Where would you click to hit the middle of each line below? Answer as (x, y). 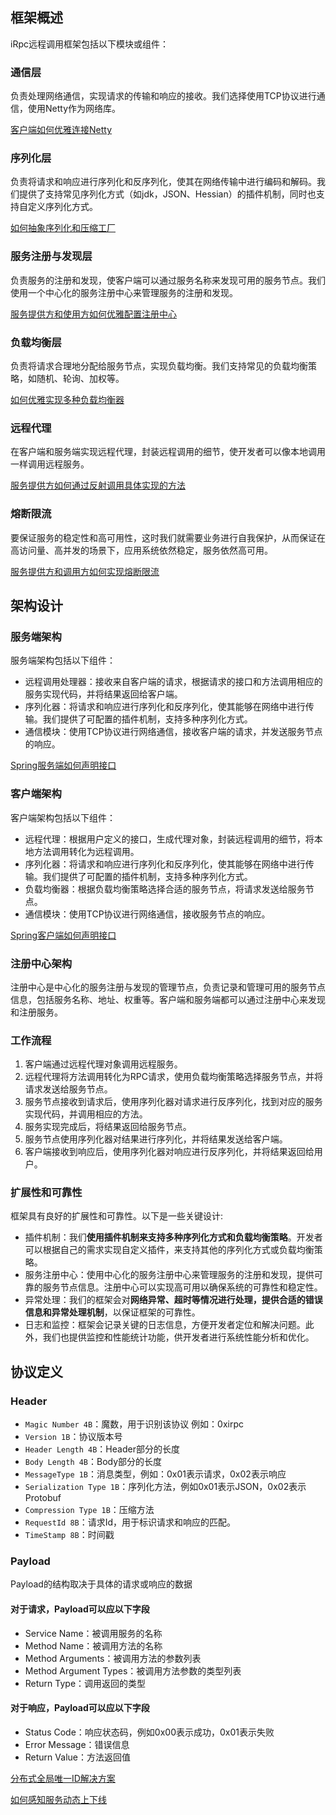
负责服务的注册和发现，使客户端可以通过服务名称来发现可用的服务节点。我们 (168, 280)
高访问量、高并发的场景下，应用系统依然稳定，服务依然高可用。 (141, 550)
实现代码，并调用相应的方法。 (86, 1114)
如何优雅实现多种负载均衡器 (67, 399)
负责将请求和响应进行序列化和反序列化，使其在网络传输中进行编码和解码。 (163, 182)
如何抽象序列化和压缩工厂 (63, 228)
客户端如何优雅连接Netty (61, 130)
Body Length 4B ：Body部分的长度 (93, 1462)
